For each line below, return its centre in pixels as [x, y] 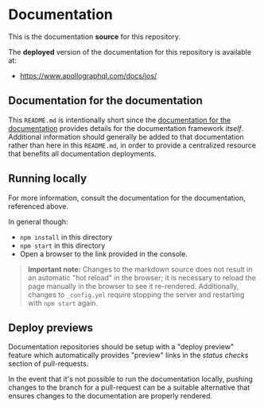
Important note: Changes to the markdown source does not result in [140, 269]
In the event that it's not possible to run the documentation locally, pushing [130, 379]
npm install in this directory [66, 237]
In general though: [39, 221]
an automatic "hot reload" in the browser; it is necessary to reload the [142, 277]
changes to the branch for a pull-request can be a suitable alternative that [129, 387]
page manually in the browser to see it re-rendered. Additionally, [133, 286]
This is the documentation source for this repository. [95, 37]
